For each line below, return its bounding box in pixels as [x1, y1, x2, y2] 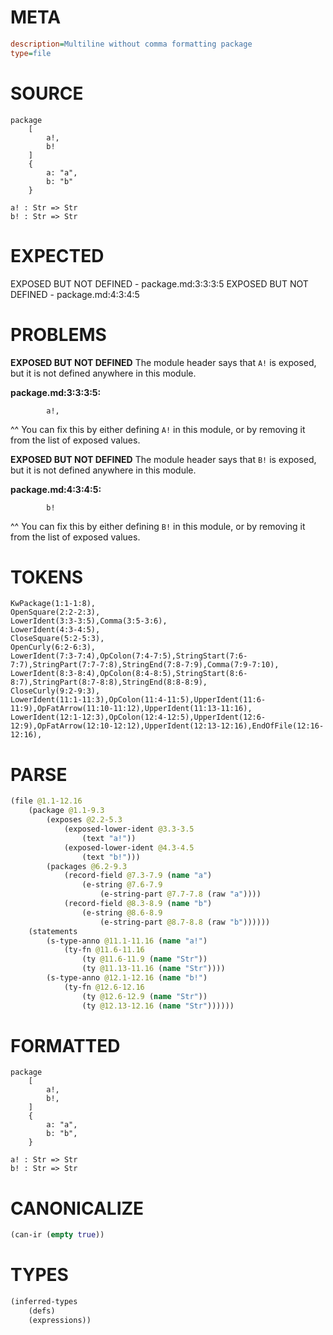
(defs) [28, 1306, 56, 1316]
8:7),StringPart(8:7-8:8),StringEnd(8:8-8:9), [10, 677, 208, 688]
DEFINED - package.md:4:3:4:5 [10, 288, 140, 300]
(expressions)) [28, 1315, 92, 1325]
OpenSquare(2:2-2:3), [10, 607, 101, 618]
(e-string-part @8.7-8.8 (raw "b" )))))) [99, 917, 271, 927]
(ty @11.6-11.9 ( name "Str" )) [81, 954, 208, 965]
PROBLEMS [10, 323, 107, 346]
